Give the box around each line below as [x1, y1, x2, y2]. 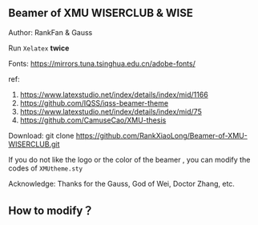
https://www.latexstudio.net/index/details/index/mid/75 [19, 106, 202, 116]
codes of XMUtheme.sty [8, 163, 83, 173]
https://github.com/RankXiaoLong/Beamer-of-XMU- [75, 131, 248, 140]
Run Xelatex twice [8, 43, 70, 53]
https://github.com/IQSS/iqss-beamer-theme [19, 98, 169, 107]
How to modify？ [8, 204, 94, 218]
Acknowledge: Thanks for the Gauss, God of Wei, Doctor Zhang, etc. [8, 179, 235, 188]
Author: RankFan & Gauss [8, 27, 93, 37]
